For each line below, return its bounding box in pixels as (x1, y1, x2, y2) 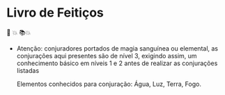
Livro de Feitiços (6, 5, 104, 21)
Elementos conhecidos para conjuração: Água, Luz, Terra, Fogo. (16, 80, 201, 88)
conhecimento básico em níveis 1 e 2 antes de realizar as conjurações (16, 59, 218, 67)
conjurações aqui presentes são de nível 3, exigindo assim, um (16, 51, 197, 60)
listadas (16, 66, 40, 74)
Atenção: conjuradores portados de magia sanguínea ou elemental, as (16, 44, 219, 53)
